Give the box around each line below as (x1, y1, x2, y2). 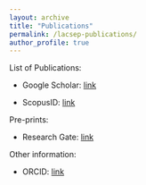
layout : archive (9, 13, 69, 22)
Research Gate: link (21, 131, 94, 143)
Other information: (9, 149, 77, 160)
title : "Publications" (9, 21, 93, 30)
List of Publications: (9, 63, 82, 73)
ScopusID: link (21, 97, 76, 108)
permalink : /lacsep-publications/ (9, 29, 138, 38)
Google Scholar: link (21, 80, 97, 90)
